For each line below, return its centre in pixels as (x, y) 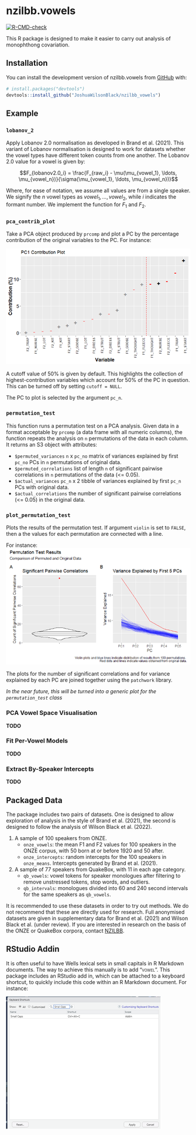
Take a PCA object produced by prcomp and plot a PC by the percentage (93, 234)
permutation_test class (34, 698)
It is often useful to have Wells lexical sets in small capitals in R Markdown (95, 963)
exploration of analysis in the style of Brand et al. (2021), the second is (91, 820)
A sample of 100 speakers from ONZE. (61, 838)
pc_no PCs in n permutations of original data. (68, 462)
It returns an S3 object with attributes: (52, 444)
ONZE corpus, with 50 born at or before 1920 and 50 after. (94, 851)
